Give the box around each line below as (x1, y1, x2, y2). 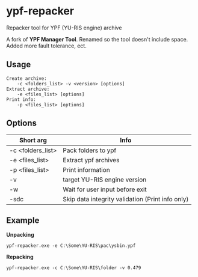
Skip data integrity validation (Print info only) (63, 195, 189, 203)
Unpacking (6, 231, 34, 239)
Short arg (19, 136, 47, 144)
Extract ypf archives (63, 156, 120, 164)
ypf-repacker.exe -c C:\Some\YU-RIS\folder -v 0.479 (6, 265, 141, 271)
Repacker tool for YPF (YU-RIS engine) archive (6, 24, 122, 31)
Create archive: (6, 75, 47, 82)
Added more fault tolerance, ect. (6, 42, 87, 49)
